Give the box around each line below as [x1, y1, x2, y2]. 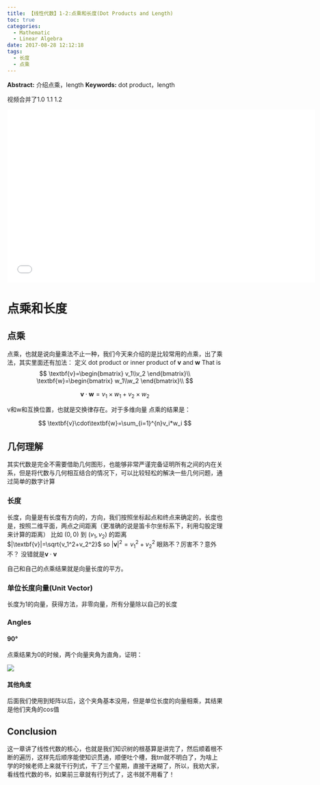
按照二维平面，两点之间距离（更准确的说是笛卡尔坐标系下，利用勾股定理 [18, 522, 223, 530]
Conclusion [7, 725, 57, 737]
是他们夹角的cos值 [7, 706, 59, 714]
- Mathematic [13, 29, 51, 36]
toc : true [7, 16, 36, 23]
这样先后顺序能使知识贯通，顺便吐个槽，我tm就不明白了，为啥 [36, 754, 212, 762]
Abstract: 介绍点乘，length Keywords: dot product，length [7, 80, 176, 89]
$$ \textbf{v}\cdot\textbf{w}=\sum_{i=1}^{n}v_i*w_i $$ [38, 419, 192, 428]
